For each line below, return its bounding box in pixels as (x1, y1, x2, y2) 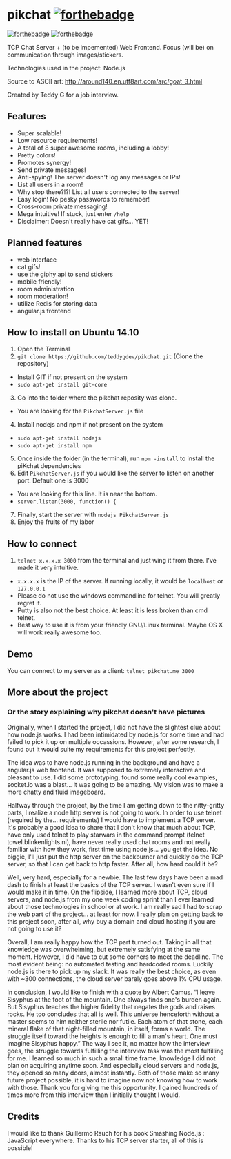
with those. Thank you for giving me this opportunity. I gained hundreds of (7, 1083, 219, 1091)
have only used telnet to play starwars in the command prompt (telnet (7, 830, 205, 839)
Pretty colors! (17, 150, 57, 159)
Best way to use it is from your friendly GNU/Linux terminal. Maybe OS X (17, 621, 223, 630)
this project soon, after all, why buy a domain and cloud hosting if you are (7, 917, 216, 925)
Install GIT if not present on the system (17, 373, 128, 381)
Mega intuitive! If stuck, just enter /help (17, 209, 130, 217)
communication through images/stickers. (7, 50, 124, 59)
